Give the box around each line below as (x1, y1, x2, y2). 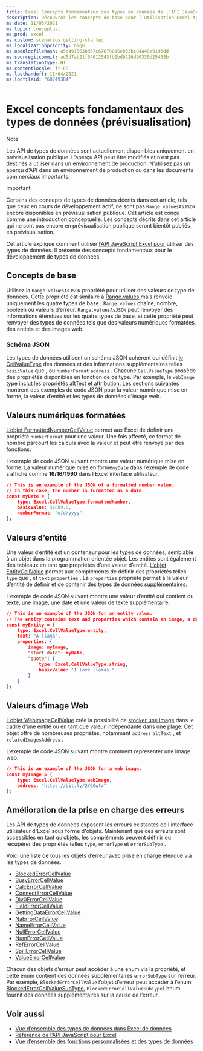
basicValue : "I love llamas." (38, 667, 115, 673)
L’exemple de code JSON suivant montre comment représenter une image (6, 747, 191, 754)
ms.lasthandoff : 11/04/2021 (6, 71, 77, 77)
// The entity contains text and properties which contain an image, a (6, 616, 191, 622)
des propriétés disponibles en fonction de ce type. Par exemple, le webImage (6, 374, 195, 381)
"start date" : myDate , (28, 650, 85, 656)
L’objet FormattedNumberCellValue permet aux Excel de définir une (6, 426, 174, 433)
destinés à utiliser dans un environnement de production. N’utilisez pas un (6, 160, 191, 167)
